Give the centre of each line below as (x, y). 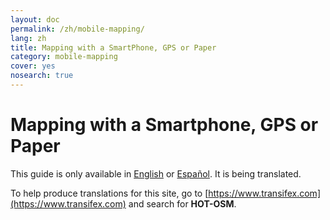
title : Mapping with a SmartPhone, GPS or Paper (113, 47)
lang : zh (28, 38)
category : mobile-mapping (64, 57)
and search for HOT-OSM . (182, 203)
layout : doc (35, 19)
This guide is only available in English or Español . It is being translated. (156, 173)
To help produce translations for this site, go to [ (109, 193)
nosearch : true (42, 76)
